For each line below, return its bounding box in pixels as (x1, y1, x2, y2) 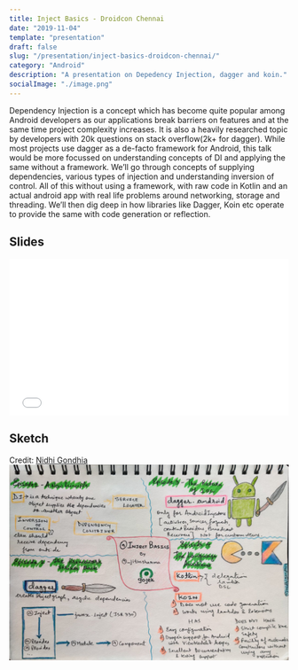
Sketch (9, 431, 49, 447)
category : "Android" (9, 61, 86, 70)
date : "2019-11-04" (9, 23, 82, 33)
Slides (9, 235, 44, 250)
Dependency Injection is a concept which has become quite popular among (9, 105, 286, 115)
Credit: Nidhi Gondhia (9, 455, 89, 465)
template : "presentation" (9, 33, 105, 42)
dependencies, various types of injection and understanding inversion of (9, 171, 275, 182)
